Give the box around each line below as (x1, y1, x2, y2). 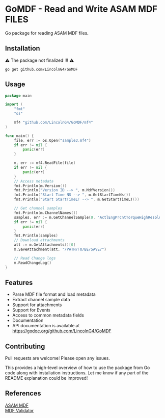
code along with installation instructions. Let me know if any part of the (5, 370, 149, 376)
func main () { (5, 133, 34, 138)
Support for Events (12, 307, 51, 313)
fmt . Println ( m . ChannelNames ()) (14, 210, 78, 215)
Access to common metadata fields (12, 313, 84, 318)
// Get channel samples (14, 206, 63, 211)
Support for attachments (12, 302, 62, 308)
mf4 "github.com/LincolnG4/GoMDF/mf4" (14, 120, 93, 125)
